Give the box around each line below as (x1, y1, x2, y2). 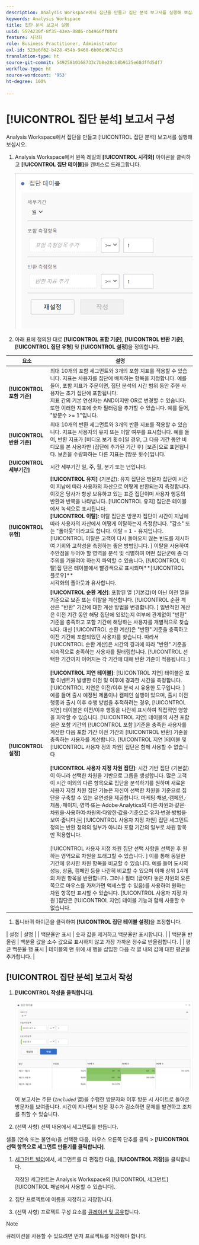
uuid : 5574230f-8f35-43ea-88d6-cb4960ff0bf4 (6, 28, 118, 34)
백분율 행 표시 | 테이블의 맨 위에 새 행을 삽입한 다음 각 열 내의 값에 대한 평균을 (12, 946, 191, 953)
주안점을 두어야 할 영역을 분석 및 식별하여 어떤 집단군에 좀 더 (50, 550, 188, 557)
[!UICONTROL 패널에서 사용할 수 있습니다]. (14, 1183, 115, 1190)
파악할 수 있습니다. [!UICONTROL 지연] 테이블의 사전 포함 (56, 713, 190, 720)
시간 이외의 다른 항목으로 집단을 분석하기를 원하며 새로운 (56, 779, 185, 786)
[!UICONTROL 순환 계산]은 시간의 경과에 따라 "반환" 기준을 (50, 640, 187, 647)
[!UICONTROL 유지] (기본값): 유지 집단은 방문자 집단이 (50, 475, 177, 483)
